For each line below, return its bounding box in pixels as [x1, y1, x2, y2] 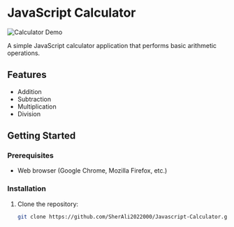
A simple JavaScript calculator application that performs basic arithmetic [7, 41, 217, 49]
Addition [17, 87, 42, 95]
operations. [7, 49, 41, 57]
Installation [7, 184, 47, 194]
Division [17, 109, 41, 118]
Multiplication [17, 102, 57, 111]
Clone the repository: [17, 200, 79, 208]
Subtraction [17, 95, 51, 103]
